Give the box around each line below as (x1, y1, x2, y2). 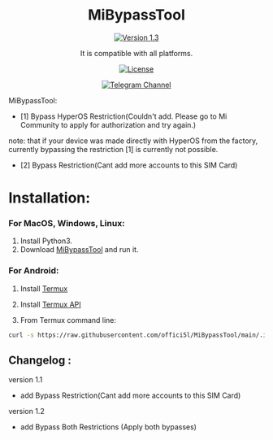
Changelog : (8, 353, 71, 367)
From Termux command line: (19, 315, 116, 325)
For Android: (8, 265, 59, 277)
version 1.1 (8, 375, 43, 385)
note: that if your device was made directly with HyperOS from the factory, (8, 136, 258, 146)
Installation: (8, 189, 91, 207)
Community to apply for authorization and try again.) (19, 120, 197, 129)
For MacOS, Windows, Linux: (8, 218, 125, 229)
